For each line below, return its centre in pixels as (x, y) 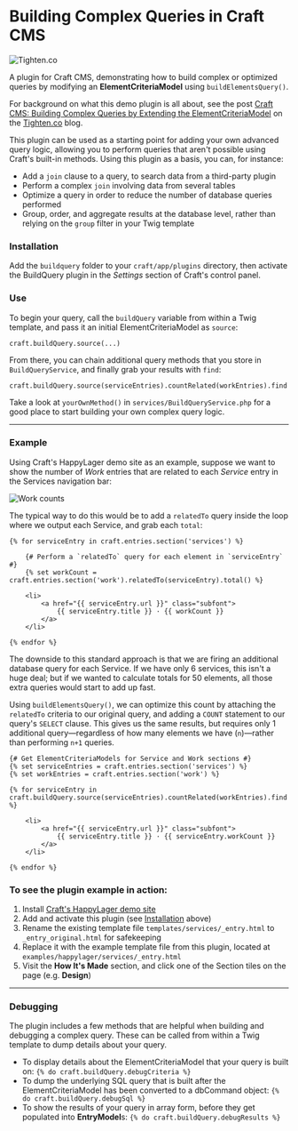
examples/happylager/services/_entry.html (102, 958)
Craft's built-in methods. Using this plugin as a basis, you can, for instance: (146, 158)
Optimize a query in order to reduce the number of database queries (147, 195)
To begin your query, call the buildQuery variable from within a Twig (133, 317)
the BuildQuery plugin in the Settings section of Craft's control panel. (135, 275)
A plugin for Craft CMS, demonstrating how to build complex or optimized (143, 76)
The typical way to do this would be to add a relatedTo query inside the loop (149, 515)
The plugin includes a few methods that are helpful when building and (137, 1026)
